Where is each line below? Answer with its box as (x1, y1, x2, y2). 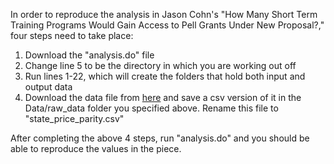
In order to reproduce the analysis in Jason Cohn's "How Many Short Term (10, 9, 318, 20)
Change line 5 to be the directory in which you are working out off (24, 60, 297, 71)
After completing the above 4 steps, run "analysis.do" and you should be (10, 132, 310, 144)
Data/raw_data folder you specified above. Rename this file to (24, 102, 279, 114)
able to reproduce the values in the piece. (10, 143, 182, 154)
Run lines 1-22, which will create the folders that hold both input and (24, 70, 306, 82)
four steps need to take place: (10, 30, 134, 41)
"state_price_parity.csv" (24, 113, 125, 124)
